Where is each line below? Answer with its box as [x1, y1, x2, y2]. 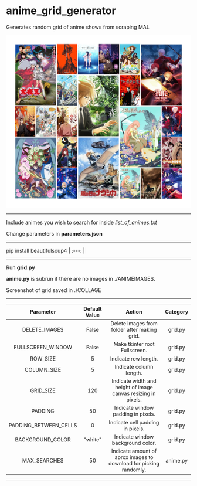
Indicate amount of [111, 447, 157, 455]
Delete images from [110, 320, 158, 327]
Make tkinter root [113, 341, 155, 348]
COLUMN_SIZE [24, 366, 62, 373]
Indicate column [114, 363, 154, 370]
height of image [115, 384, 154, 391]
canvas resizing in [112, 390, 156, 397]
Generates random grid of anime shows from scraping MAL [6, 23, 150, 30]
